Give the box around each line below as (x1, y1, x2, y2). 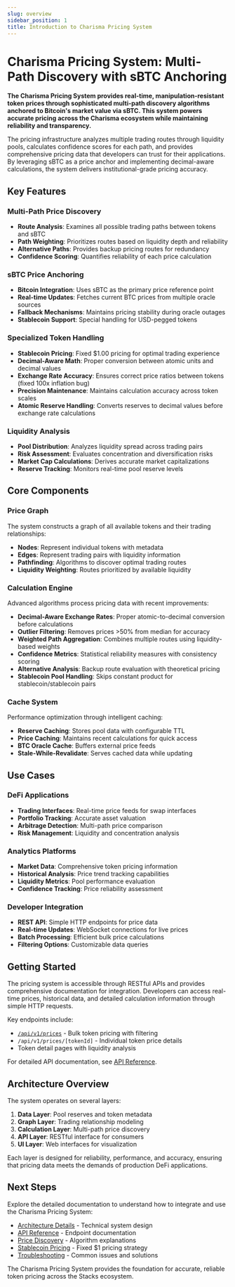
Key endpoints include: (7, 1015, 74, 1024)
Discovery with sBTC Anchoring (37, 68, 227, 84)
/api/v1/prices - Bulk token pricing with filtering (17, 1029, 158, 1038)
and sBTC (17, 230, 46, 238)
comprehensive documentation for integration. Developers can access (7, 987, 211, 996)
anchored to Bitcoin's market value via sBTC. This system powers (7, 107, 203, 115)
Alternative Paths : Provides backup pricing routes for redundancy (17, 245, 210, 253)
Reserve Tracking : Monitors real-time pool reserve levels (17, 464, 184, 473)
